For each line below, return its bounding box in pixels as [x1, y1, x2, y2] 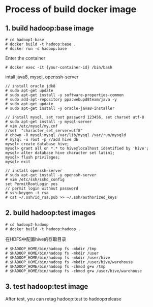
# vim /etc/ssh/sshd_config [5, 177, 65, 182]
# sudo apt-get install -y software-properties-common [5, 93, 124, 98]
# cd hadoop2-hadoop [5, 222, 49, 227]
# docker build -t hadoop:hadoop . [5, 226, 81, 232]
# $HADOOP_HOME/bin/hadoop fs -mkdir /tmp [5, 246, 97, 251]
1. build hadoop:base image [5, 24, 94, 33]
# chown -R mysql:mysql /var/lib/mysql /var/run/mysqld [5, 133, 126, 138]
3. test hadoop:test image [5, 282, 88, 291]
